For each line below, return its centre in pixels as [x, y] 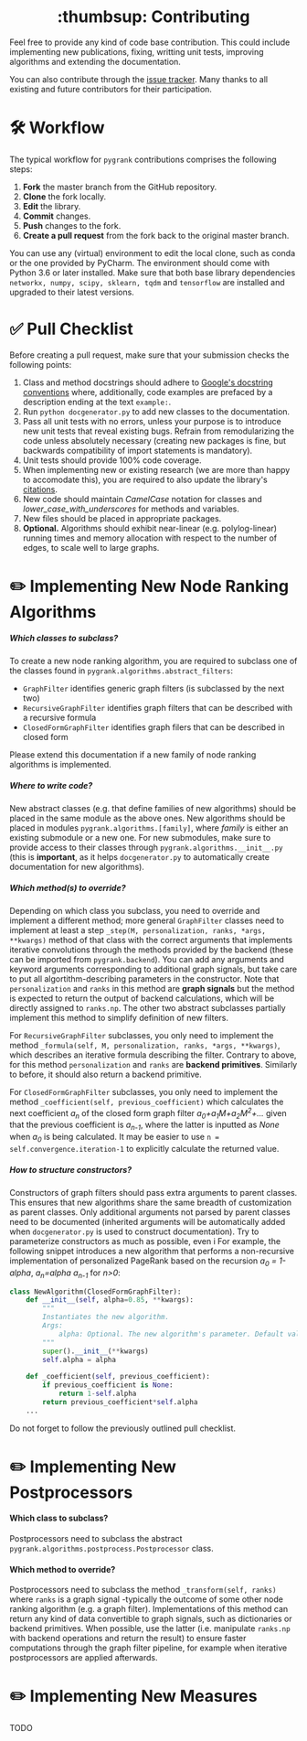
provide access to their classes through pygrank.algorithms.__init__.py [146, 847]
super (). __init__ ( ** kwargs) [95, 1351]
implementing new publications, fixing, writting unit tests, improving [137, 51]
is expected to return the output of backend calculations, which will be [142, 998]
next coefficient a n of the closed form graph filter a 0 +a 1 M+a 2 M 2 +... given [148, 1113]
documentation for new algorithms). [77, 866]
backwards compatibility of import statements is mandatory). [138, 450]
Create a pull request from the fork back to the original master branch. [156, 235]
